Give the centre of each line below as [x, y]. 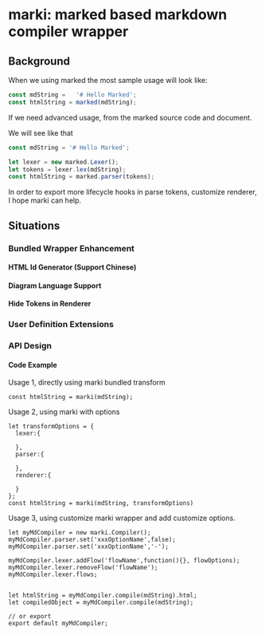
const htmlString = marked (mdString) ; [72, 102]
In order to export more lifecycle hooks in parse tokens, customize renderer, [132, 192]
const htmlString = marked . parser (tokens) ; [82, 177]
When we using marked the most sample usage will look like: [108, 80]
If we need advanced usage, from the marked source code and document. [130, 117]
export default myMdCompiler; [58, 624]
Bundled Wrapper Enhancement [72, 248]
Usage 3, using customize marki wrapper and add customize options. [122, 518]
